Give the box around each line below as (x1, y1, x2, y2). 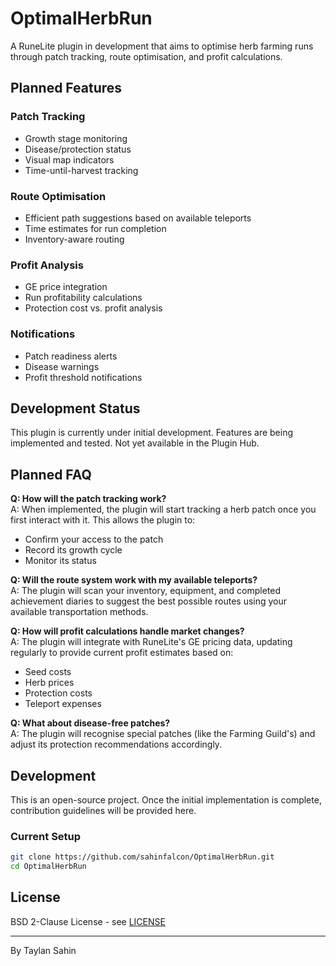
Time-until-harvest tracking (24, 164, 139, 176)
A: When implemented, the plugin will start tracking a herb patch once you (10, 503, 317, 516)
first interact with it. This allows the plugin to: (10, 514, 196, 526)
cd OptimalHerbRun (10, 862, 87, 872)
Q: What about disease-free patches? (10, 717, 171, 729)
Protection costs (24, 687, 93, 699)
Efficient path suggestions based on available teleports (24, 212, 252, 224)
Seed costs (24, 666, 72, 678)
